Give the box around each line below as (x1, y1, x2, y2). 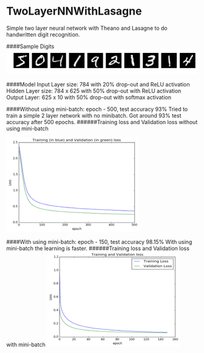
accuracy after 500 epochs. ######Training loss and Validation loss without (6, 119, 198, 126)
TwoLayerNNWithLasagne (6, 4, 142, 18)
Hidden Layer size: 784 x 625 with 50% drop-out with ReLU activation (6, 87, 182, 95)
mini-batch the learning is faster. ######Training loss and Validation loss (6, 245, 190, 252)
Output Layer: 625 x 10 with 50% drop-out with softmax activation (6, 94, 172, 101)
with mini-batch (6, 341, 46, 348)
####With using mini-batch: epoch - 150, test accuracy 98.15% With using (6, 239, 192, 246)
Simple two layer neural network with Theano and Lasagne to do (6, 24, 168, 32)
